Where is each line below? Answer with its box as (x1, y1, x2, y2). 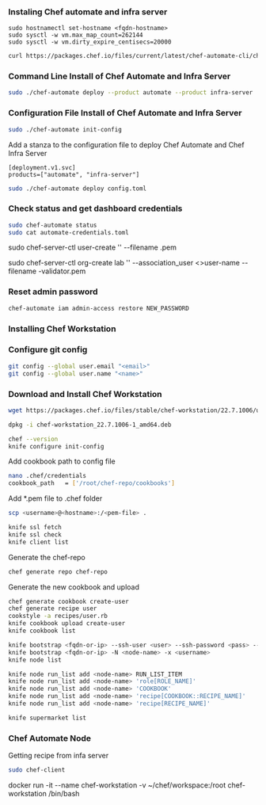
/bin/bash (48, 788, 80, 798)
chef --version (8, 435, 59, 443)
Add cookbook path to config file (8, 456, 116, 466)
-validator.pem (38, 266, 86, 276)
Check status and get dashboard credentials (8, 203, 183, 214)
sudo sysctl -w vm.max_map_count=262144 (8, 31, 144, 40)
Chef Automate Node (8, 732, 92, 743)
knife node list (8, 656, 62, 664)
